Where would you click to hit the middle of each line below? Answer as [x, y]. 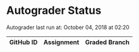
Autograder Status [54, 11]
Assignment [61, 42]
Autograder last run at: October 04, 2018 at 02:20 [68, 27]
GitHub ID [24, 42]
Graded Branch [107, 42]
